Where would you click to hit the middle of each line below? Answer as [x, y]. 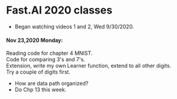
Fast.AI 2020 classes [59, 10]
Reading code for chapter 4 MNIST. [49, 53]
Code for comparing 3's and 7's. [46, 60]
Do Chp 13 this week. [41, 90]
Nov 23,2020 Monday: [35, 40]
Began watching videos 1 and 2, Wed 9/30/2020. [74, 27]
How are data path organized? [52, 84]
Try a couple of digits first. [38, 72]
